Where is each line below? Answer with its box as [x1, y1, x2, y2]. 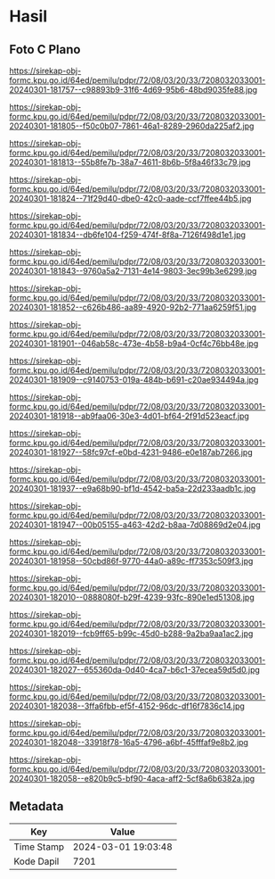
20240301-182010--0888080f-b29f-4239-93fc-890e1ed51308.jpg [9, 592, 255, 602]
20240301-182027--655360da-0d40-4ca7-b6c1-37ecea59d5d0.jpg [9, 665, 261, 675]
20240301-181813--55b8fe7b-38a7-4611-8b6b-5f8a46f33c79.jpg [9, 157, 251, 167]
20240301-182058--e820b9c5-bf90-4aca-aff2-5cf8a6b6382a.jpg [9, 774, 255, 784]
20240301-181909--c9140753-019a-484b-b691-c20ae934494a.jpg [9, 375, 259, 385]
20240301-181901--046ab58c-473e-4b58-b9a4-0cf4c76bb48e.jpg [9, 338, 259, 349]
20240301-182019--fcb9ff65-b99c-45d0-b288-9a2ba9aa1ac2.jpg [9, 628, 254, 639]
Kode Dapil [13, 855, 60, 867]
